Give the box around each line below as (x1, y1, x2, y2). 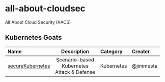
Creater (132, 48, 150, 55)
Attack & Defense (55, 68, 96, 75)
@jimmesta (132, 62, 158, 69)
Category (100, 48, 123, 55)
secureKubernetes (7, 62, 51, 69)
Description (61, 48, 89, 55)
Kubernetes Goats (5, 33, 62, 42)
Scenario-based (56, 56, 94, 63)
